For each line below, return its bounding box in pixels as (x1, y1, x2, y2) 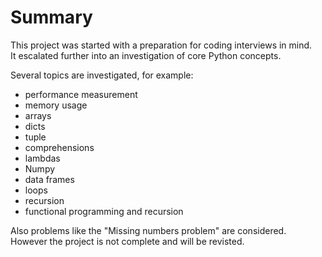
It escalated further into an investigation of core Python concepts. (10, 49, 282, 61)
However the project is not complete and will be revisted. (10, 235, 245, 247)
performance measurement (24, 88, 138, 100)
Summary (10, 6, 93, 29)
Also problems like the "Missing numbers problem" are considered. (10, 224, 287, 236)
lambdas (24, 152, 61, 164)
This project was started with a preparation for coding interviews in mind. (10, 39, 313, 51)
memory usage (24, 99, 88, 111)
